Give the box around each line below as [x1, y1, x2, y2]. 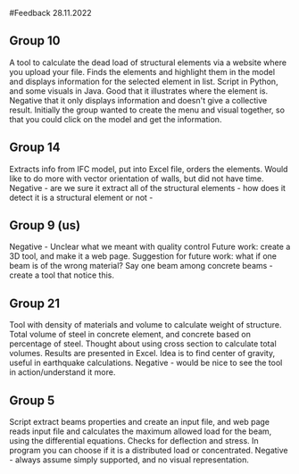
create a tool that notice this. [9, 270, 114, 280]
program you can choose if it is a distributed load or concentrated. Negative [9, 445, 288, 456]
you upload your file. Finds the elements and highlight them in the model [9, 66, 275, 77]
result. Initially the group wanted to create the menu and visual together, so [9, 104, 286, 115]
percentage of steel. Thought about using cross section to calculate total [9, 338, 277, 349]
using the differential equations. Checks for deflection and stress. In [9, 436, 259, 446]
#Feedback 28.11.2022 [9, 8, 92, 18]
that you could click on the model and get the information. [9, 113, 222, 124]
